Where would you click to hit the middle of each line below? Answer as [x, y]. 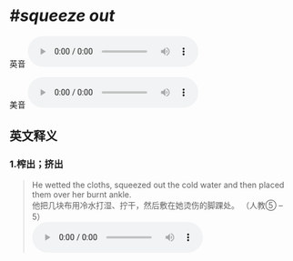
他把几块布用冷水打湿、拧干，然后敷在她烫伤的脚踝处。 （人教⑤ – [157, 205]
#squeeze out [62, 16]
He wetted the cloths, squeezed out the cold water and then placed [158, 185]
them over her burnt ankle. [81, 194]
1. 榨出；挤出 [36, 165]
